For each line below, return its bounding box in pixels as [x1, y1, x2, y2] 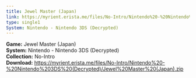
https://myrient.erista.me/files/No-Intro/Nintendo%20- [34, 59, 165, 66]
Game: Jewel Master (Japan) [6, 41, 76, 48]
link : [6, 14, 19, 20]
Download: [6, 59, 33, 66]
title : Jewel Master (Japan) [6, 8, 77, 15]
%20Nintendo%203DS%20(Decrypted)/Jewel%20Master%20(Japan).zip [6, 65, 184, 73]
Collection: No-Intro [6, 53, 55, 60]
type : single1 [6, 19, 41, 25]
